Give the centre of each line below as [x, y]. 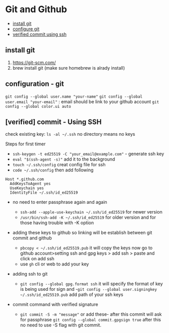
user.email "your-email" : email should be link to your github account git [82, 101]
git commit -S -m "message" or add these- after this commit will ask [91, 314]
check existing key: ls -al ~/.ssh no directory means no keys [70, 134]
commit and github [32, 238]
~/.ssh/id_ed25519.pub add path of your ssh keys [72, 295]
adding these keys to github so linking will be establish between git [82, 233]
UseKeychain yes [27, 188]
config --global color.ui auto [38, 106]
